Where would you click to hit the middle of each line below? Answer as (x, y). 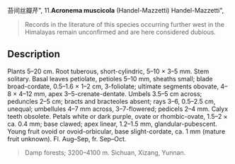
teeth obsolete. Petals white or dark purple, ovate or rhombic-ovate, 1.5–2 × (117, 116)
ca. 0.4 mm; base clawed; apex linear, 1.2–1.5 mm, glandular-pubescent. (112, 124)
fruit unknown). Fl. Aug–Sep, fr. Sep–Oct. (67, 139)
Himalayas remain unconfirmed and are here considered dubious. (120, 32)
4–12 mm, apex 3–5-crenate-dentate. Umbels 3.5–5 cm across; (110, 93)
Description (34, 54)
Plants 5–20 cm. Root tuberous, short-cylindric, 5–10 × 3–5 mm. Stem (108, 71)
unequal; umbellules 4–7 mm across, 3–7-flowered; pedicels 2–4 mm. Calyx (118, 109)
